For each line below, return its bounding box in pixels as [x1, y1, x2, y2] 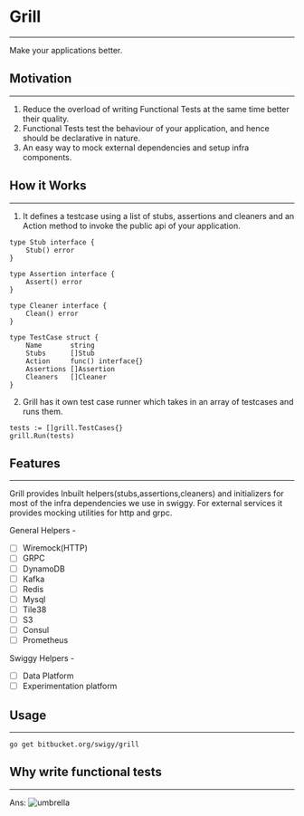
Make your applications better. [9, 44, 123, 55]
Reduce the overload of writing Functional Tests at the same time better [22, 103, 290, 114]
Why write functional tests [9, 764, 163, 780]
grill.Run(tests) [9, 431, 75, 440]
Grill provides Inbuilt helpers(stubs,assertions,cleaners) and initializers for [9, 488, 285, 499]
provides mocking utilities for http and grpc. [9, 507, 173, 518]
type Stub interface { [9, 237, 95, 246]
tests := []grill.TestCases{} [9, 423, 124, 432]
